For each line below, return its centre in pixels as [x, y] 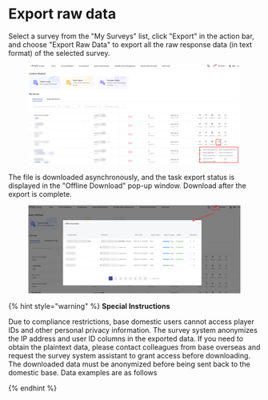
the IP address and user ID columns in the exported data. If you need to [126, 338]
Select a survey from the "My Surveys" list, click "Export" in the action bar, [131, 36]
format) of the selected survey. [59, 53]
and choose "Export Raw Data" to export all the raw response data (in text [130, 44]
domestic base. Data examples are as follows [83, 372]
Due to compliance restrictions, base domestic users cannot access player [131, 322]
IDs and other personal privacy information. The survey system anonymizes [133, 330]
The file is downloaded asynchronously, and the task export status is [122, 177]
